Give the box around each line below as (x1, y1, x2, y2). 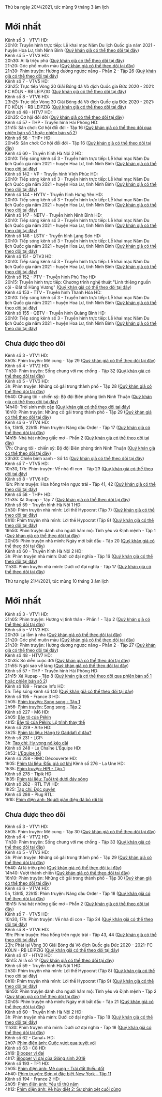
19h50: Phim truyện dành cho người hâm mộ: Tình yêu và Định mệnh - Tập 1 (5, 527, 156, 533)
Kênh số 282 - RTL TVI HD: (5, 781, 59, 787)
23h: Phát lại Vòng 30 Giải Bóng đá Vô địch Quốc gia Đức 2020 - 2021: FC (5, 942, 153, 948)
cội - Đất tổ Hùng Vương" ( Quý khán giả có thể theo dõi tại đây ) (5, 284, 132, 290)
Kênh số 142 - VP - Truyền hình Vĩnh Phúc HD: (5, 171, 98, 176)
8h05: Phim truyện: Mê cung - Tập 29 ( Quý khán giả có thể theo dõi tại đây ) (5, 357, 156, 363)
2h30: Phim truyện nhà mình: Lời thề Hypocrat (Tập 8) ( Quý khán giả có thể (5, 968, 155, 973)
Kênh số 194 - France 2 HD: (5, 1076, 60, 1081)
